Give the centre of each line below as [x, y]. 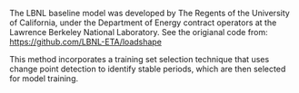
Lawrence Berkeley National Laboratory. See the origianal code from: [139, 32]
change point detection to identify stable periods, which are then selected [148, 69]
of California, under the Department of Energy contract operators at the [143, 23]
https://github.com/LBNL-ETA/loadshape [85, 42]
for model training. [44, 79]
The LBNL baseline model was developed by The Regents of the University [150, 13]
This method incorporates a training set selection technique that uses [140, 59]
